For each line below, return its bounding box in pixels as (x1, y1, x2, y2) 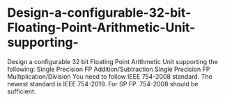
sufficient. (7, 87, 36, 95)
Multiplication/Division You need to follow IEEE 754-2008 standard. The (7, 72, 212, 81)
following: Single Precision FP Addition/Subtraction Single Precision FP (7, 65, 210, 73)
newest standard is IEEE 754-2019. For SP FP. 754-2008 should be (7, 79, 199, 88)
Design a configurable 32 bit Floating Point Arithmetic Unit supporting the (7, 57, 218, 65)
